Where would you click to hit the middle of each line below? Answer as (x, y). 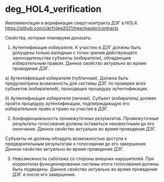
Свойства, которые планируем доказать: (48, 38)
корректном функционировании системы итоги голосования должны (85, 164)
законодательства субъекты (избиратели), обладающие (72, 58)
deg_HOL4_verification (53, 9)
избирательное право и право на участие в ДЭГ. (57, 109)
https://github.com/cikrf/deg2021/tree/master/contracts (62, 28)
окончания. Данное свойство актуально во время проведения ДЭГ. (84, 129)
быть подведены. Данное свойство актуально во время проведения (85, 169)
